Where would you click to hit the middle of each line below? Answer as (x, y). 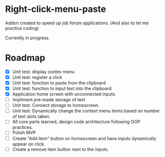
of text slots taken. (31, 117)
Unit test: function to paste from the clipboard (59, 83)
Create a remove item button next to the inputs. (60, 149)
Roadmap (25, 58)
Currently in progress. (27, 38)
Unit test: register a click (37, 77)
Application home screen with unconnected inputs (64, 94)
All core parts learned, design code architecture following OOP (76, 122)
